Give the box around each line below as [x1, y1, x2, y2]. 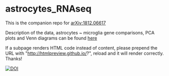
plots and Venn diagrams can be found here [5, 35, 98, 41]
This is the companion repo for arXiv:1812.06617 [5, 20, 106, 26]
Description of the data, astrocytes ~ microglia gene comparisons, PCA [5, 29, 155, 35]
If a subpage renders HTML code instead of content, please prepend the [5, 45, 158, 51]
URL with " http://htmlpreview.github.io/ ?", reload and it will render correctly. [5, 50, 164, 56]
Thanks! [5, 55, 22, 61]
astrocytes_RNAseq [5, 3, 92, 15]
